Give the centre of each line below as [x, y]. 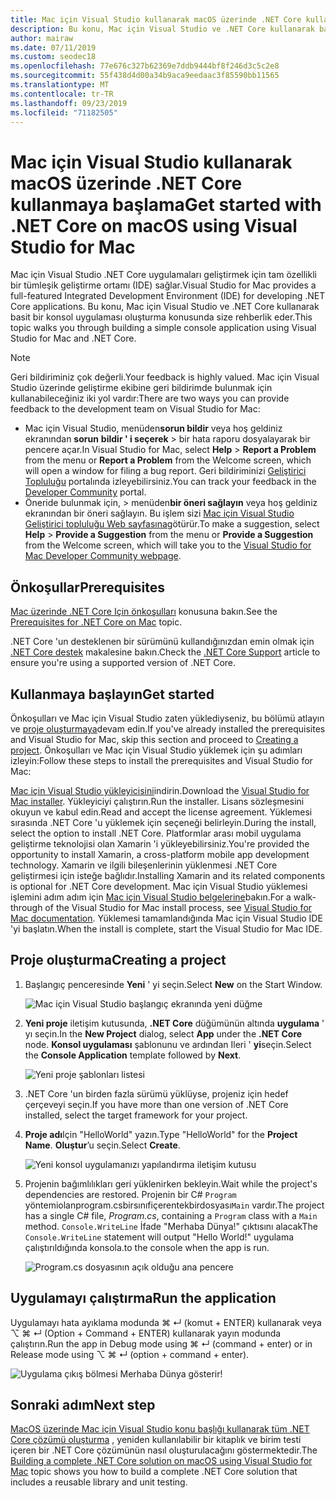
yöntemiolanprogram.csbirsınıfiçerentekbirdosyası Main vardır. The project [174, 1205]
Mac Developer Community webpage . [103, 556]
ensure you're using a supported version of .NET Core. [123, 663]
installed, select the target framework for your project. [136, 1115]
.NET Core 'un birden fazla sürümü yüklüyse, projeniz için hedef [156, 1093]
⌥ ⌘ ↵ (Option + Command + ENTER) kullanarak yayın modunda [146, 1333]
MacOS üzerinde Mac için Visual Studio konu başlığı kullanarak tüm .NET [160, 1429]
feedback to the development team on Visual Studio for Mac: [135, 409]
